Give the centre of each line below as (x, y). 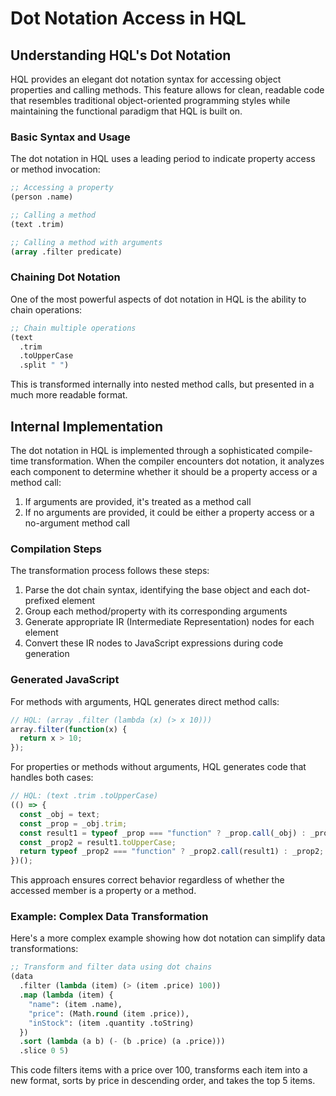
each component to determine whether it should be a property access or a (164, 472)
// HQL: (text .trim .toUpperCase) (84, 796)
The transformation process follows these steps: (110, 571)
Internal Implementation (87, 426)
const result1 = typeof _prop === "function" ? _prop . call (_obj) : (163, 833)
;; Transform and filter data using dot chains (111, 967)
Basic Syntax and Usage (70, 137)
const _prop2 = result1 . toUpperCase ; (98, 842)
